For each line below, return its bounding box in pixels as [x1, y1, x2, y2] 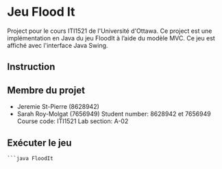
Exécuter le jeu [7, 137, 72, 148]
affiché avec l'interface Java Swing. [7, 41, 108, 49]
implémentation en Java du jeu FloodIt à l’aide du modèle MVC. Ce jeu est [7, 34, 216, 42]
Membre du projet [7, 84, 86, 96]
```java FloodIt [7, 155, 53, 161]
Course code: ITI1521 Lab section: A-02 [16, 117, 129, 125]
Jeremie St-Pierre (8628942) [16, 103, 99, 111]
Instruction [7, 61, 56, 73]
